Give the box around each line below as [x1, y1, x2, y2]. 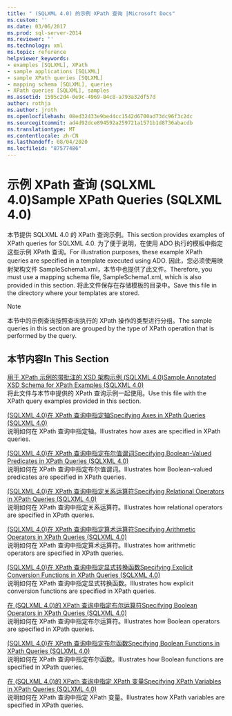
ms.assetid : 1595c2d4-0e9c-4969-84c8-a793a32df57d [7, 94, 156, 101]
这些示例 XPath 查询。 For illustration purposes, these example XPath [7, 247, 203, 256]
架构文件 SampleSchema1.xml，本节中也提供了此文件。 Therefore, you [12, 265, 213, 273]
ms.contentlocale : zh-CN [7, 132, 79, 139]
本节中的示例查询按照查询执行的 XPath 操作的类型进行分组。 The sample [7, 316, 213, 325]
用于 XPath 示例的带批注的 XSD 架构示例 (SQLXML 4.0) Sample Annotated [7, 373, 216, 381]
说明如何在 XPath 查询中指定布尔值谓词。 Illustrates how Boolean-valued [7, 464, 213, 473]
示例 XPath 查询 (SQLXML [7, 177, 156, 193]
